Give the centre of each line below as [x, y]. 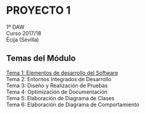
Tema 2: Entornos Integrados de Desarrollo [59, 79]
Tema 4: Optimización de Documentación [57, 92]
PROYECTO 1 [39, 10]
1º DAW [15, 27]
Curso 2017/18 [24, 33]
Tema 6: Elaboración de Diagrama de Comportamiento [73, 104]
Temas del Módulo [41, 58]
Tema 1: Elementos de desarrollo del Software [62, 73]
